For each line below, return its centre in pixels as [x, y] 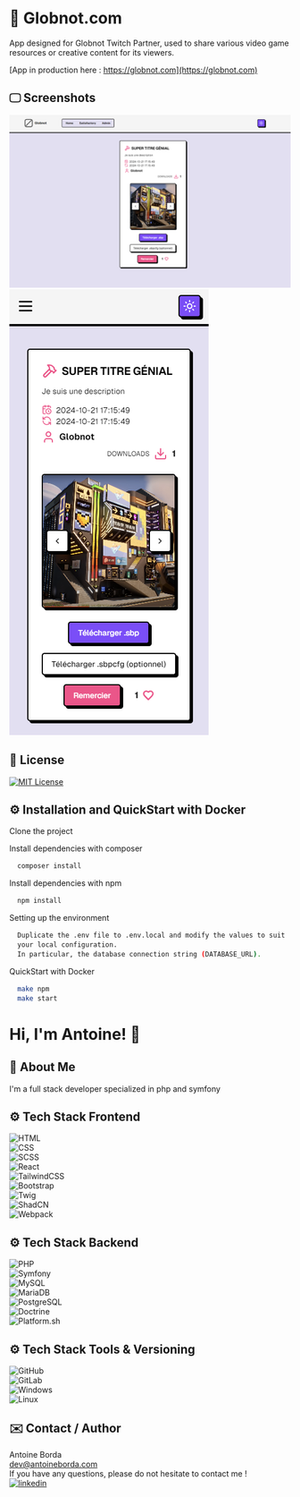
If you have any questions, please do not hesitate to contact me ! [128, 1473]
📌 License [37, 760]
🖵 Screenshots [53, 98]
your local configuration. [67, 945]
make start [37, 998]
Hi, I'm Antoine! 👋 [75, 1034]
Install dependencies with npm [66, 883]
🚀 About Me [42, 1067]
